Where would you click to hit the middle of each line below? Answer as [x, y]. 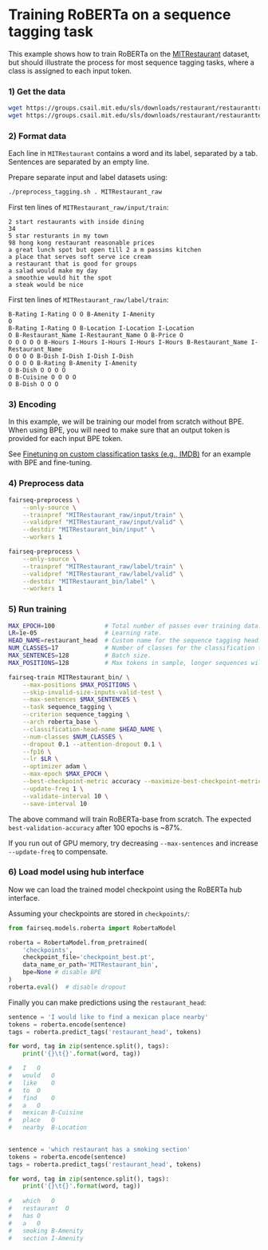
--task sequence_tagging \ [67, 707]
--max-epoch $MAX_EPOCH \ [66, 774]
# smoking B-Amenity [46, 1231]
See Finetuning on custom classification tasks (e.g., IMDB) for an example [130, 454]
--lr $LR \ [41, 759]
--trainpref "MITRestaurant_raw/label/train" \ [103, 566]
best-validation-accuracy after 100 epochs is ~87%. [95, 827]
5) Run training [37, 609]
